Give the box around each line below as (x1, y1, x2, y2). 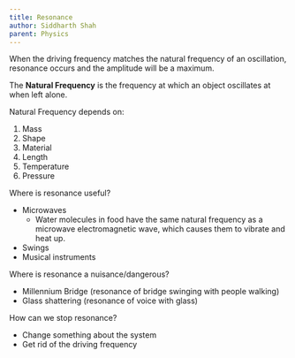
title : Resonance (9, 12, 73, 22)
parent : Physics (9, 29, 69, 38)
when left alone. (9, 89, 68, 100)
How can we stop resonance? (9, 313, 117, 324)
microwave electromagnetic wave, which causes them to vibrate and (34, 224, 285, 234)
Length (21, 152, 49, 163)
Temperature (21, 161, 70, 172)
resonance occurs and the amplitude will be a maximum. (9, 63, 215, 73)
